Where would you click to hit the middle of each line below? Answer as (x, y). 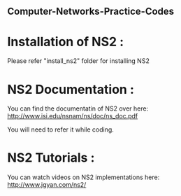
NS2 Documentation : (71, 89)
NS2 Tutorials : (51, 158)
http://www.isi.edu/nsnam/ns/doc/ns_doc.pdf (73, 116)
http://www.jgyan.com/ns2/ (47, 185)
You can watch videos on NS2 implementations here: (84, 177)
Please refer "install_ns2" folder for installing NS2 (79, 61)
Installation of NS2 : (66, 42)
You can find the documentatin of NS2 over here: (78, 108)
